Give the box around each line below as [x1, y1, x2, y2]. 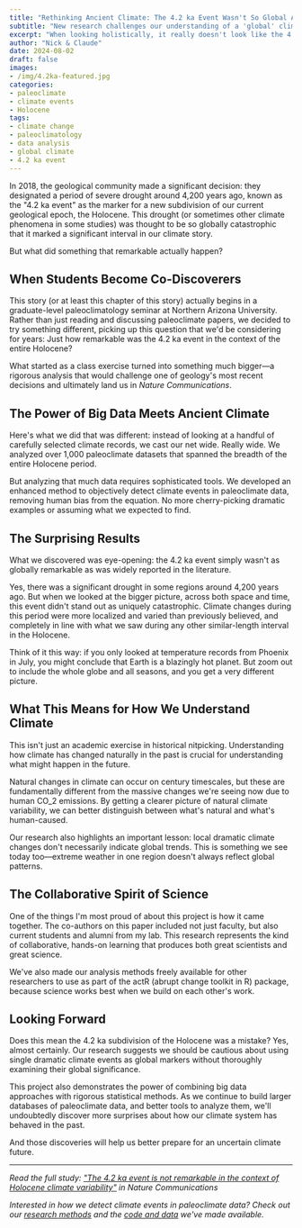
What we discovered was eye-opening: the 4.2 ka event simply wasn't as [9, 555, 280, 565]
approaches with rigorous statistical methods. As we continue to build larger [9, 1091, 292, 1102]
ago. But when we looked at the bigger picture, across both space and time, [9, 591, 290, 601]
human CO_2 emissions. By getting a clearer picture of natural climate [9, 795, 268, 806]
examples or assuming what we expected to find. [9, 505, 191, 516]
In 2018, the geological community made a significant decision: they [9, 180, 262, 191]
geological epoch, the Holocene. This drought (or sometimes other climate [9, 209, 286, 220]
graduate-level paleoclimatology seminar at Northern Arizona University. [9, 305, 278, 316]
